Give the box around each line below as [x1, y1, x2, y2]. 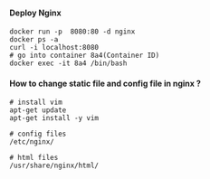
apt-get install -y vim [9, 114, 100, 123]
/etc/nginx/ [9, 137, 54, 146]
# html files [9, 154, 59, 163]
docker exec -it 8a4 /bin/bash [9, 59, 128, 68]
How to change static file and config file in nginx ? [9, 78, 202, 89]
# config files [9, 129, 67, 139]
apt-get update [9, 106, 67, 115]
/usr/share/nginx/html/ [9, 161, 100, 171]
